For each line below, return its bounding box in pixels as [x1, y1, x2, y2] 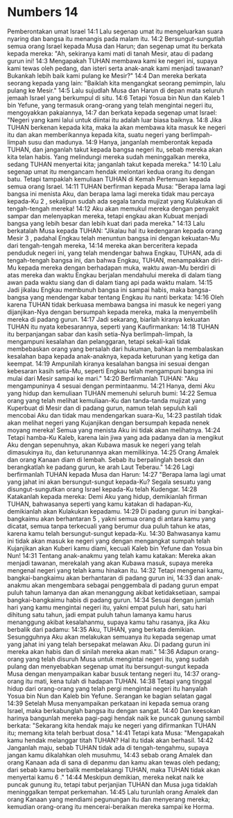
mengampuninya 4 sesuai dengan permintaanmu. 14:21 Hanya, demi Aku [7, 382, 215, 390]
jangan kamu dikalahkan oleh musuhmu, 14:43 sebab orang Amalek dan [7, 751, 213, 759]
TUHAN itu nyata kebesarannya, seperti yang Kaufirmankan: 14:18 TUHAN [7, 322, 220, 331]
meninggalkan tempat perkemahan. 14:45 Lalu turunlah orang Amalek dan [7, 787, 218, 796]
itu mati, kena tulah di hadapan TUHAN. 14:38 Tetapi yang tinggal [25, 677, 212, 685]
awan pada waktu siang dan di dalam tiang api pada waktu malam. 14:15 [7, 278, 213, 286]
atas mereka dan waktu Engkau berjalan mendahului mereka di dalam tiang [7, 270, 222, 279]
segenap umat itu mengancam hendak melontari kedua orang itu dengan [7, 167, 215, 176]
